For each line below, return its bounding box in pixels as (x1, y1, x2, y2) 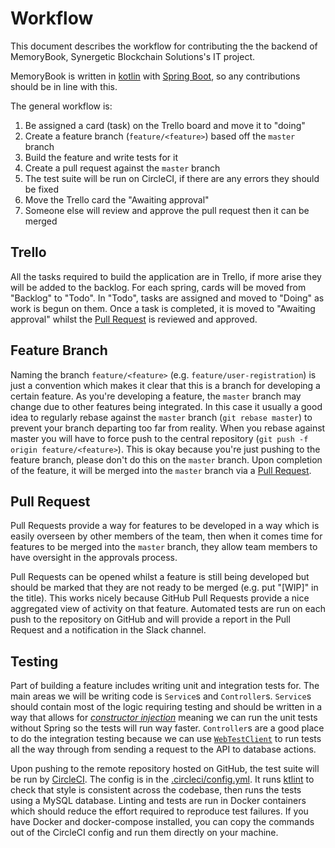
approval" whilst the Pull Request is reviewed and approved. (10, 313, 258, 325)
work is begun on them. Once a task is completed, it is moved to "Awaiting (10, 302, 316, 314)
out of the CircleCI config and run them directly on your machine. (10, 827, 279, 839)
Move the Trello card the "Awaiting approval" (24, 193, 210, 206)
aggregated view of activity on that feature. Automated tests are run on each (10, 603, 326, 615)
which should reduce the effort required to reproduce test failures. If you (10, 805, 309, 817)
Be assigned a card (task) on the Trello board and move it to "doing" (24, 119, 306, 131)
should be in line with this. (10, 80, 118, 92)
